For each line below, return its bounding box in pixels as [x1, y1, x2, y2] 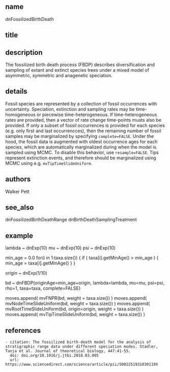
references [5, 326, 41, 335]
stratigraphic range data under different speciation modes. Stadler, [5, 344, 158, 349]
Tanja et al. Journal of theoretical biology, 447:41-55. [5, 349, 131, 354]
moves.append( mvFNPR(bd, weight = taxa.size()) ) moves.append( [5, 295, 147, 301]
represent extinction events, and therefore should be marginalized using [5, 155, 156, 161]
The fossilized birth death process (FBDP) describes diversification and [5, 62, 155, 68]
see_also [5, 203, 34, 212]
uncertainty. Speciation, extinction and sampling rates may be [5, 106, 135, 112]
